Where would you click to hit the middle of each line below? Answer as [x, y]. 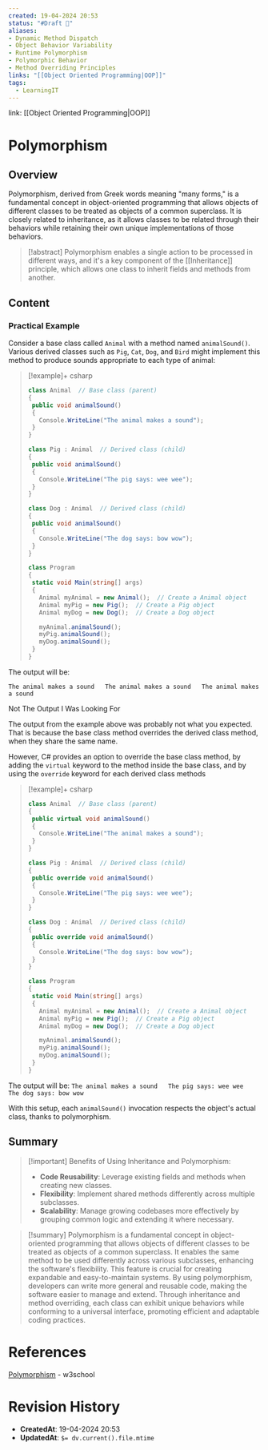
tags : [17, 83]
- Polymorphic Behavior [48, 61]
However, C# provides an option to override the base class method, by [125, 756]
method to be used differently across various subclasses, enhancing [140, 1260]
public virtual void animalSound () [91, 819]
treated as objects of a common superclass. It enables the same [134, 1251]
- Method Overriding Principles [62, 68]
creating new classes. [76, 1185]
